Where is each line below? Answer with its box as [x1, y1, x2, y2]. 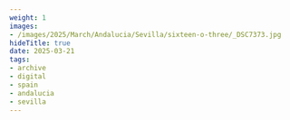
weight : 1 [9, 13, 47, 23]
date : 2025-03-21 [9, 47, 75, 56]
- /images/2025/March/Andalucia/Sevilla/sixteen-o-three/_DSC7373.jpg [9, 30, 282, 39]
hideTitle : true [9, 38, 71, 48]
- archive [9, 64, 47, 73]
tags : [9, 55, 30, 64]
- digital [9, 72, 47, 81]
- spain [9, 80, 39, 89]
